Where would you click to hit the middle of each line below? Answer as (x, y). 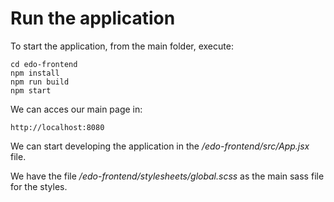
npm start (31, 90)
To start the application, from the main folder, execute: (122, 46)
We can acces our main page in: (76, 109)
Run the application (93, 18)
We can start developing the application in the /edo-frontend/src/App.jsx (160, 146)
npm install (35, 73)
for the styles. (39, 186)
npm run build (40, 82)
